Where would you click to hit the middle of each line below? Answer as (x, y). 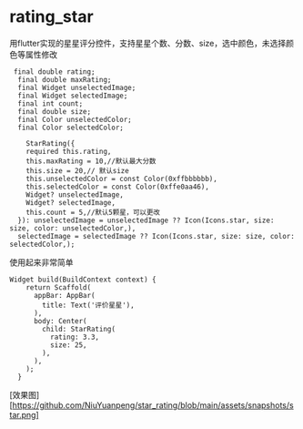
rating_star (51, 17)
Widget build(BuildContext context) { (83, 280)
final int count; (50, 103)
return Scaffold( (59, 287)
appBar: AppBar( (64, 295)
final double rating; (54, 71)
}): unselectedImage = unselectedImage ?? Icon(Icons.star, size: (146, 220)
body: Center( (61, 321)
